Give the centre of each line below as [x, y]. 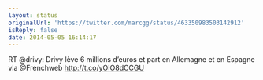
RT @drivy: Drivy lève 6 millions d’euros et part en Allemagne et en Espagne [131, 60]
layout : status [33, 15]
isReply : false [33, 30]
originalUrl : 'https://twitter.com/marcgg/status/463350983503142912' [126, 23]
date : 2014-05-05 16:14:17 [52, 37]
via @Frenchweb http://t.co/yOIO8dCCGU [76, 68]
